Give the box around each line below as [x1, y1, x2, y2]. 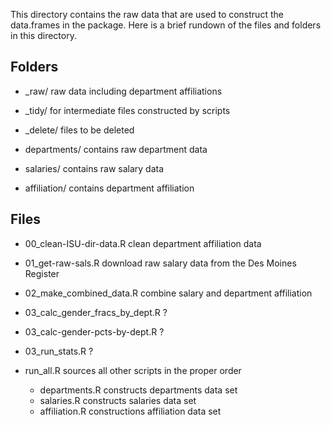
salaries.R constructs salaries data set [39, 394, 197, 406]
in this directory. [10, 30, 77, 41]
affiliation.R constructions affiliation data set [39, 405, 222, 417]
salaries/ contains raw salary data [24, 162, 165, 174]
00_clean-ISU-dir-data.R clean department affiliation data [24, 237, 262, 249]
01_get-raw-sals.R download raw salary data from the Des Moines [24, 257, 297, 269]
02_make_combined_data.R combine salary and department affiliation [24, 287, 313, 299]
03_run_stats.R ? [24, 345, 94, 357]
